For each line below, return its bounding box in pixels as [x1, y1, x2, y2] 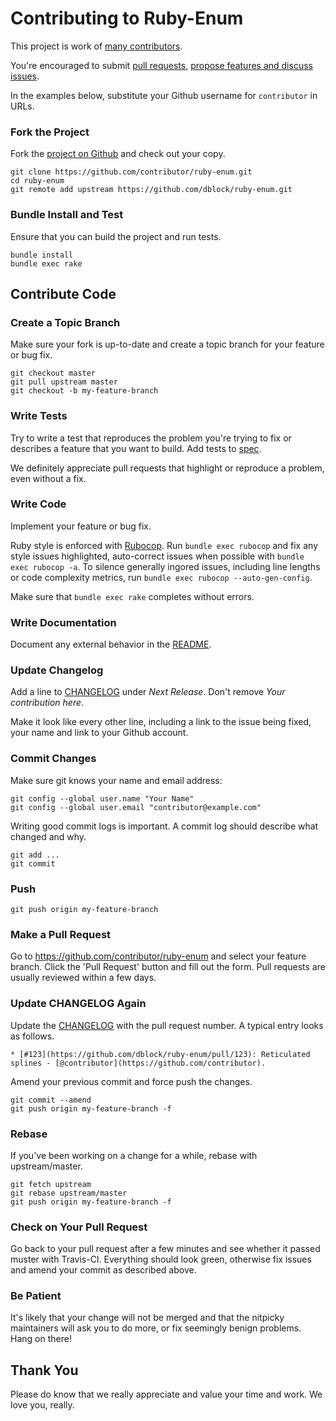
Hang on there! [10, 1333, 72, 1345]
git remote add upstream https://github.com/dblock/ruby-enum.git [10, 185, 293, 195]
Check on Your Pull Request [10, 1220, 148, 1234]
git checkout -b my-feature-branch [10, 386, 159, 396]
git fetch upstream [10, 1179, 92, 1189]
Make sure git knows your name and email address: [10, 774, 223, 786]
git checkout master [10, 368, 97, 379]
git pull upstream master [10, 377, 118, 387]
